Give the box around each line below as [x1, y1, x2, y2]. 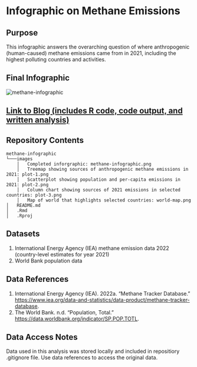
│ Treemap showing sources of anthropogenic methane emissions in [17, 167, 189, 173]
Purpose [6, 28, 38, 38]
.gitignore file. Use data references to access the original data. [6, 354, 158, 361]
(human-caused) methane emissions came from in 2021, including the [6, 50, 176, 57]
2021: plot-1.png [6, 171, 49, 178]
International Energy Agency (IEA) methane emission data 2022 [14, 244, 169, 252]
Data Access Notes [6, 332, 78, 342]
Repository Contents [6, 135, 84, 145]
